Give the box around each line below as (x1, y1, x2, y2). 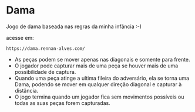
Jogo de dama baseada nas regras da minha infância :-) (6, 23, 142, 30)
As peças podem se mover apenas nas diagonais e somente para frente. (14, 56, 190, 63)
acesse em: (6, 34, 34, 41)
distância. (14, 87, 39, 94)
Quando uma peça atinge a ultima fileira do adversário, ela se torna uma (14, 74, 190, 82)
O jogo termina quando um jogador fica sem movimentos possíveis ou (14, 93, 184, 100)
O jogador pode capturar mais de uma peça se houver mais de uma (14, 62, 179, 69)
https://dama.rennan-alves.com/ (6, 45, 85, 52)
